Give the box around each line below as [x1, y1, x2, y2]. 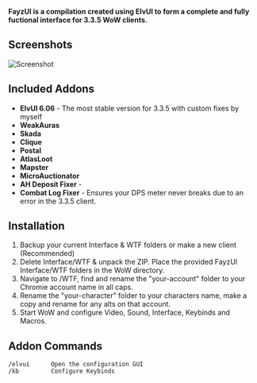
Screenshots [8, 38, 73, 52]
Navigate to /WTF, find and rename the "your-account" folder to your [19, 274, 246, 284]
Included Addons [8, 83, 95, 96]
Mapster [19, 162, 49, 172]
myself [19, 111, 42, 122]
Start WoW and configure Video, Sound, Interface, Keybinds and [19, 308, 230, 317]
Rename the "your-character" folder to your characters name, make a [19, 291, 247, 300]
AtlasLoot [19, 154, 53, 164]
